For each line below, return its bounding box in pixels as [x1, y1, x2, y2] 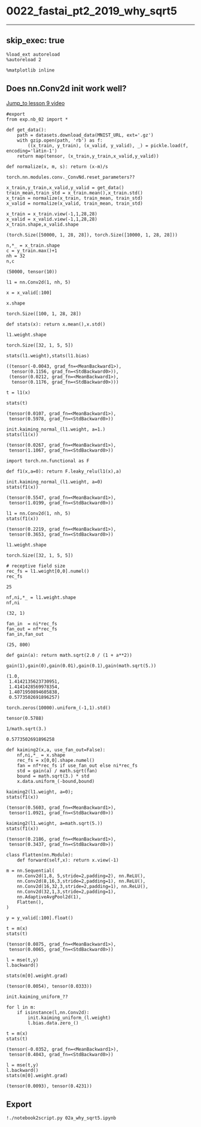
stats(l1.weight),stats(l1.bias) [6, 352, 90, 358]
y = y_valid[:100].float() [6, 914, 74, 921]
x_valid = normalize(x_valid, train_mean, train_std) [6, 200, 144, 207]
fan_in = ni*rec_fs [6, 620, 58, 627]
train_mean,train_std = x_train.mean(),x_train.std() [6, 190, 144, 196]
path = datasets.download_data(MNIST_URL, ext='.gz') [17, 132, 154, 138]
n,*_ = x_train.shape [6, 242, 60, 249]
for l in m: [6, 1004, 36, 1010]
